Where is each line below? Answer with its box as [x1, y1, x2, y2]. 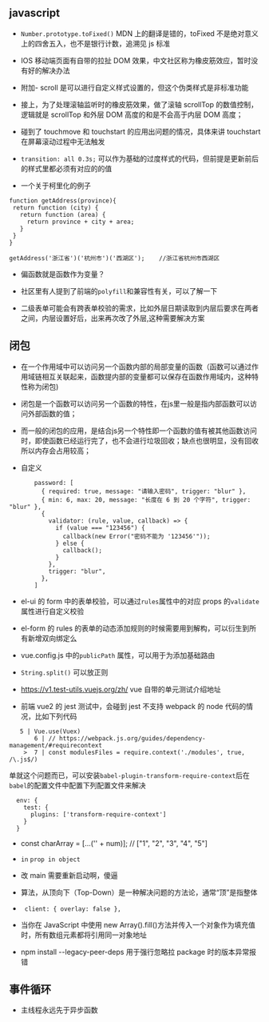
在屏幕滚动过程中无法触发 [20, 136, 105, 146]
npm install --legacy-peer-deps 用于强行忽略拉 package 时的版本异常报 [20, 947, 256, 956]
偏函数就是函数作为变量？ [20, 269, 105, 279]
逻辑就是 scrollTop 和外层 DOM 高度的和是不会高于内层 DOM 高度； [20, 110, 243, 119]
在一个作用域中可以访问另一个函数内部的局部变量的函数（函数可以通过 [20, 362, 252, 371]
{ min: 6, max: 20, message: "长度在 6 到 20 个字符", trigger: [41, 495, 251, 503]
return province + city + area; [26, 218, 135, 226]
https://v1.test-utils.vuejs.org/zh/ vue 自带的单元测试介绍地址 [20, 684, 222, 694]
